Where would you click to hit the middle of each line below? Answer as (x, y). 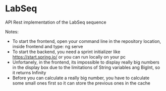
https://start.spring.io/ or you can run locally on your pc (69, 57)
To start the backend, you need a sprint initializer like (66, 52)
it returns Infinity (29, 72)
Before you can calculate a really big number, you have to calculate (81, 78)
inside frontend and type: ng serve (48, 46)
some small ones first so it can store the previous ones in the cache (81, 83)
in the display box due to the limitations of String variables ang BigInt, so (86, 67)
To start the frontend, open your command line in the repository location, (86, 41)
